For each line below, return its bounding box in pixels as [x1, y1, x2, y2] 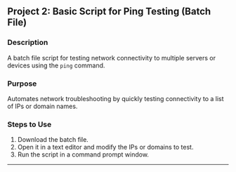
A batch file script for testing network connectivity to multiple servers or [7, 53, 216, 62]
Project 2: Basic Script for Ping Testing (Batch [7, 6, 211, 18]
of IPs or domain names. [7, 102, 78, 110]
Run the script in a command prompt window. [17, 150, 150, 159]
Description [7, 38, 48, 48]
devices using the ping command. [7, 61, 105, 70]
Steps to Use [7, 119, 52, 129]
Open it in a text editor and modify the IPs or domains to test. [17, 143, 194, 152]
